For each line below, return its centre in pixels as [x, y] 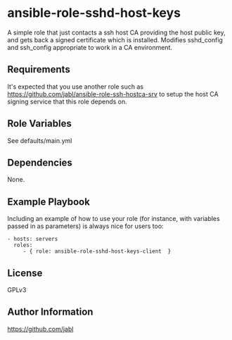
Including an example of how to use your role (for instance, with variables [114, 219]
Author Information [50, 312]
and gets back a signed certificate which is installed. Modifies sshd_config [115, 39]
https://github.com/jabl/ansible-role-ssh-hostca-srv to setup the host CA [113, 94]
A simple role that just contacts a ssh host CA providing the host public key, [117, 32]
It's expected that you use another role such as [76, 87]
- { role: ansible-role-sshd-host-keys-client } [97, 251]
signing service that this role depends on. [67, 101]
